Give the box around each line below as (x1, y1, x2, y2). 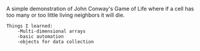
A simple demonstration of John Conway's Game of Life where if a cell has (6, 5, 194, 12)
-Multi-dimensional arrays (17, 28, 86, 34)
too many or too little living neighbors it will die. (6, 11, 125, 19)
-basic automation (17, 34, 64, 40)
